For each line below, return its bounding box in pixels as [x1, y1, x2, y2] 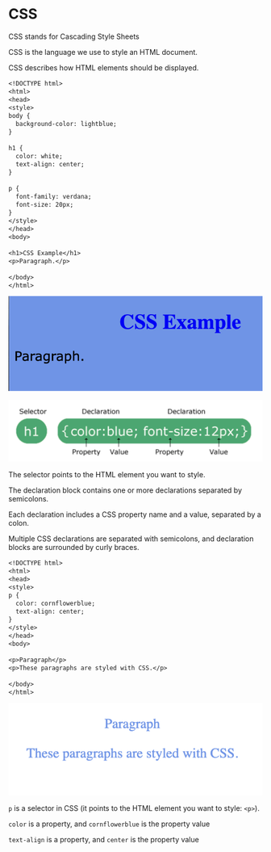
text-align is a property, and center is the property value [8, 835, 199, 845]
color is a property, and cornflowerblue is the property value [8, 819, 211, 829]
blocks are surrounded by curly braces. [8, 542, 140, 552]
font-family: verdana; [15, 192, 92, 200]
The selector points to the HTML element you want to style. [8, 469, 206, 479]
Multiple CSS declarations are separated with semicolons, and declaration [8, 534, 254, 544]
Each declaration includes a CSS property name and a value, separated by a [8, 510, 262, 519]
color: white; [15, 152, 63, 160]
